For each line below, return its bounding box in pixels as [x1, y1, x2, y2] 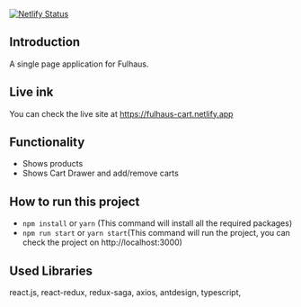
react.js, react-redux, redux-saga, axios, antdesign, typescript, [9, 287, 242, 298]
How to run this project [9, 194, 140, 209]
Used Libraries [9, 263, 93, 278]
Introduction [9, 34, 81, 50]
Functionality [9, 135, 85, 150]
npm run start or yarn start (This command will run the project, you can [22, 228, 290, 239]
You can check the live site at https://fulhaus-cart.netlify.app [9, 108, 234, 119]
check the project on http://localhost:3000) [22, 237, 182, 248]
